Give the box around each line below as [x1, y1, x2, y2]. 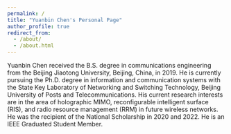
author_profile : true [7, 23, 70, 30]
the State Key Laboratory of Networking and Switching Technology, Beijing [7, 84, 221, 91]
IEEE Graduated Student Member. [7, 120, 103, 128]
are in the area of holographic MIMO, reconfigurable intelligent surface [7, 98, 209, 106]
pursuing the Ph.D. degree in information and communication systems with [7, 76, 221, 84]
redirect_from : [7, 29, 51, 37]
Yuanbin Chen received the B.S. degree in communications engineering [7, 61, 212, 69]
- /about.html [13, 42, 54, 49]
